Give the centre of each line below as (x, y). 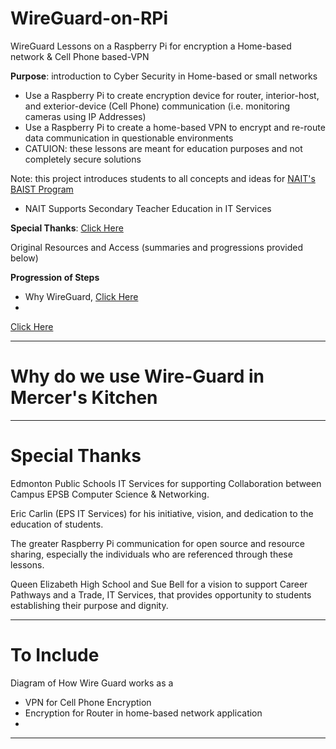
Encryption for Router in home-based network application (143, 713)
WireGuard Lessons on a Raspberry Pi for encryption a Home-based (151, 46)
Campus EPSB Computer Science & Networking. (110, 494)
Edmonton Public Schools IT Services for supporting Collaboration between (166, 483)
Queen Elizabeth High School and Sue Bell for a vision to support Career (159, 584)
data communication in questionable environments (129, 138)
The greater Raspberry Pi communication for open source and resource (158, 543)
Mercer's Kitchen (84, 398)
